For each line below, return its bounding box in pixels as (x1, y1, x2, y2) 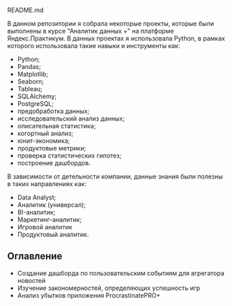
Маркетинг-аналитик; (17, 215, 82, 224)
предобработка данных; (17, 107, 90, 115)
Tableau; (17, 85, 43, 93)
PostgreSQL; (17, 100, 54, 107)
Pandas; (17, 63, 41, 70)
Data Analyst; (17, 193, 56, 201)
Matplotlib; (17, 70, 49, 78)
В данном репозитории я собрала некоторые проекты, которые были (7, 20, 215, 27)
